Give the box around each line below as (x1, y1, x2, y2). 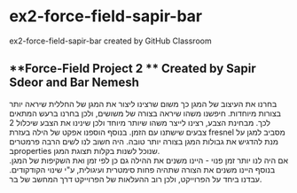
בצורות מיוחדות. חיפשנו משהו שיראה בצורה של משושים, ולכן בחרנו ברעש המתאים (9, 108, 282, 119)
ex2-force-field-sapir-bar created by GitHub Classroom (9, 35, 212, 46)
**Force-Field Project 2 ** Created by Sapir (9, 61, 257, 76)
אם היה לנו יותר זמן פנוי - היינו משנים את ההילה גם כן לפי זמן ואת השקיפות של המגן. (9, 155, 289, 166)
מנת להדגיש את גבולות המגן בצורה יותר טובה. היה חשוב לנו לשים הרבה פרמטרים (9, 135, 279, 147)
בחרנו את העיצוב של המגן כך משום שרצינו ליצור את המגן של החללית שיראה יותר (9, 98, 277, 109)
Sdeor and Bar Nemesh (9, 75, 140, 90)
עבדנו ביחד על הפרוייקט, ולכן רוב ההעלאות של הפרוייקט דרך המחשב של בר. (9, 174, 262, 184)
